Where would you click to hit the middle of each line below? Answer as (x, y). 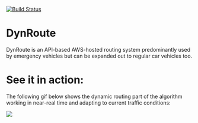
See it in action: (45, 80)
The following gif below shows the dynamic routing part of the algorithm (94, 96)
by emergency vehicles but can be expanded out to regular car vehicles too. (99, 56)
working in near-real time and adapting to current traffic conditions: (88, 102)
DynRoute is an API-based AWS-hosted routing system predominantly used (98, 49)
